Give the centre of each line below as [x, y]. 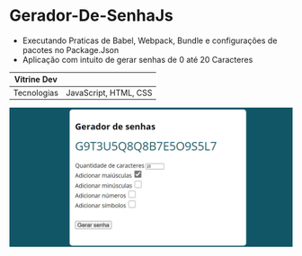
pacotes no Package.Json [71, 49]
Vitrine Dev [36, 79]
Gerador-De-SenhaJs [91, 16]
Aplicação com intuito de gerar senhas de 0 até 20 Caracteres [138, 59]
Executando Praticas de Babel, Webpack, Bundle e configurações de [150, 40]
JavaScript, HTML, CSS [109, 93]
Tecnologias [36, 93]
